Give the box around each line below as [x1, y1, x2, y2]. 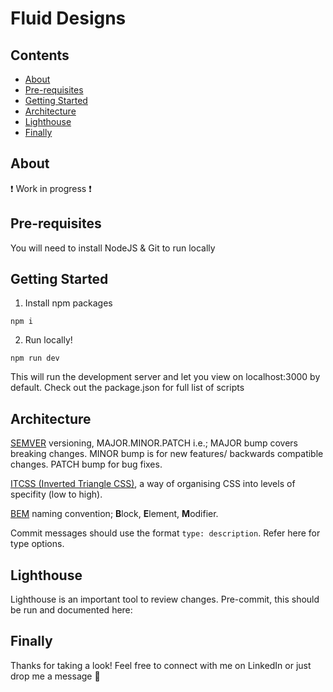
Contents [10, 47, 70, 64]
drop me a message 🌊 [10, 670, 101, 682]
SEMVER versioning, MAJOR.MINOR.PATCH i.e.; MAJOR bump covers [10, 437, 298, 449]
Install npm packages [24, 297, 113, 309]
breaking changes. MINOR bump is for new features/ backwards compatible [10, 448, 324, 460]
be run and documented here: [10, 604, 133, 616]
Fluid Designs [10, 7, 127, 30]
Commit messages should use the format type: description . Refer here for [10, 527, 321, 539]
